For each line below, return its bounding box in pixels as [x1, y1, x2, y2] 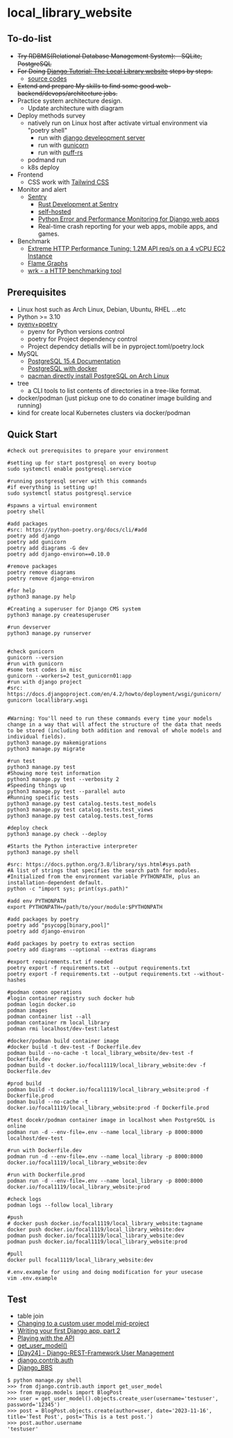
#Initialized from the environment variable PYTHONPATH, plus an [7, 873, 200, 880]
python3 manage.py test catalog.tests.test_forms [7, 812, 154, 819]
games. [37, 229, 60, 238]
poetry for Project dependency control [27, 334, 137, 343]
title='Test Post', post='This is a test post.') [7, 1414, 154, 1421]
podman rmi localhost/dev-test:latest [7, 1025, 119, 1032]
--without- [193, 970, 225, 978]
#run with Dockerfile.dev [7, 1147, 82, 1154]
